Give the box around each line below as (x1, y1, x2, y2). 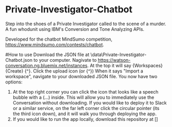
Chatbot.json (5, 57, 32, 63)
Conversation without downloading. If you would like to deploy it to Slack (12, 99, 167, 106)
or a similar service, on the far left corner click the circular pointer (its (12, 105, 160, 111)
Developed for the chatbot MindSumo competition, (5, 36, 113, 42)
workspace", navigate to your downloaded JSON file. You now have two (5, 73, 158, 79)
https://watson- (98, 57, 131, 63)
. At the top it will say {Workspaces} (87, 62, 163, 68)
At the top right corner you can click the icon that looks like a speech (12, 88, 159, 95)
